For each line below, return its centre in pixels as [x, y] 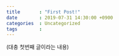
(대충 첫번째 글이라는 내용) [38, 47]
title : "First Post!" [43, 12]
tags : [24, 29]
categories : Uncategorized [43, 23]
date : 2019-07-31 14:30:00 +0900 [60, 18]
